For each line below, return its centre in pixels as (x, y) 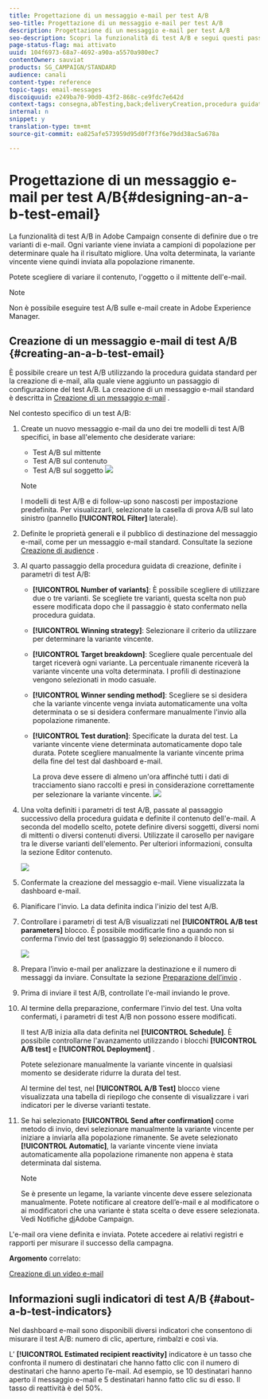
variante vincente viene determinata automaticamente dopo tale (137, 744)
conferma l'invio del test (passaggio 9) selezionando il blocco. (122, 938)
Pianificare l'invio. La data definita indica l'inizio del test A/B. (119, 907)
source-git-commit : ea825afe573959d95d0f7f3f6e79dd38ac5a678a (114, 134)
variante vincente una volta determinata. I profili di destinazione (136, 671)
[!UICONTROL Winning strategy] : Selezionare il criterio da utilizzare (144, 631)
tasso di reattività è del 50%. (56, 1388)
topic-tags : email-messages (56, 89)
